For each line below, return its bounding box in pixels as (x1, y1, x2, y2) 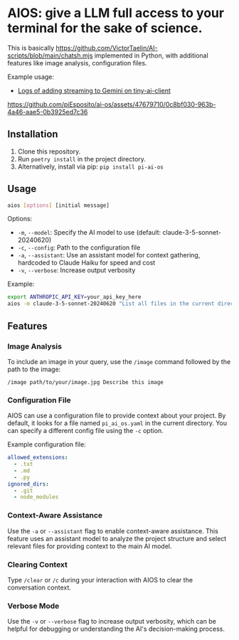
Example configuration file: (7, 440, 87, 449)
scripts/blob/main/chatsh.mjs (7, 51, 93, 60)
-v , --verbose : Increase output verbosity (17, 266, 136, 274)
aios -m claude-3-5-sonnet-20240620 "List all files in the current (7, 300, 215, 307)
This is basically (7, 43, 55, 52)
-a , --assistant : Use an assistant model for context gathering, (17, 251, 201, 260)
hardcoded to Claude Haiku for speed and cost (17, 258, 156, 267)
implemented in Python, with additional (94, 51, 208, 60)
